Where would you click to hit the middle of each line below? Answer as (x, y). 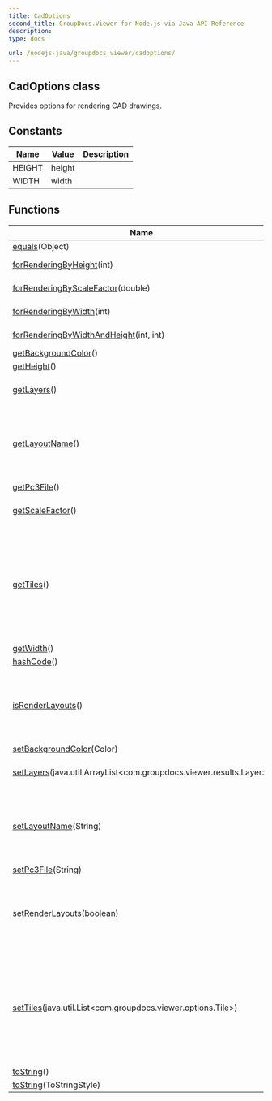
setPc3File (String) (47, 870)
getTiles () (31, 584)
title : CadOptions (39, 16)
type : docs (27, 39)
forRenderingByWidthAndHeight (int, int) (89, 335)
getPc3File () (36, 486)
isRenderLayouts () (48, 705)
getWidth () (33, 648)
